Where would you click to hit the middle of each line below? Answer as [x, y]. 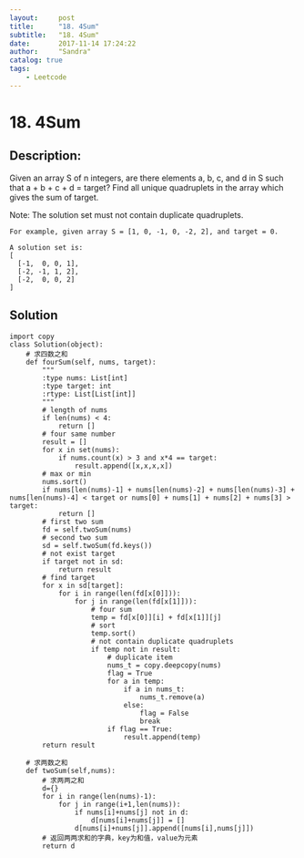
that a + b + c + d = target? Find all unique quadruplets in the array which [147, 187]
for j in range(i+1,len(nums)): [119, 804]
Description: [46, 156]
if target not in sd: [83, 562]
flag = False [164, 713]
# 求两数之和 [47, 762]
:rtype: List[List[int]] [89, 394]
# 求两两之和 [63, 780]
